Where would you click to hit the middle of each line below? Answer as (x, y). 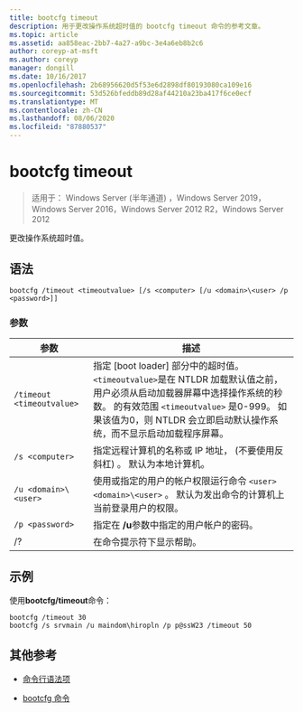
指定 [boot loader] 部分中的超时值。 (169, 366)
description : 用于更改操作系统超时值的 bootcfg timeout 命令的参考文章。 (137, 26)
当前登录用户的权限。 (138, 509)
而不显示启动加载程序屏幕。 (170, 434)
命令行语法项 (46, 679)
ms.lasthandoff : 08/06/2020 (62, 118)
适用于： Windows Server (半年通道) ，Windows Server (135, 197)
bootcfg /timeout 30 (48, 617)
